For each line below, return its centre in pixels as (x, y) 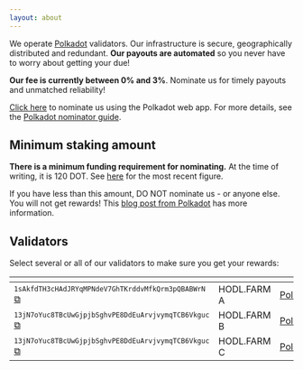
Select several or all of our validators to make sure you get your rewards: (144, 264)
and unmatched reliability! (58, 89)
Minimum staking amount (83, 145)
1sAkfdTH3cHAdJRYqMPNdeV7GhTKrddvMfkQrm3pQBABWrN (110, 290)
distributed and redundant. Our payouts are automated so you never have (147, 53)
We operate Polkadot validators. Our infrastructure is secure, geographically (151, 43)
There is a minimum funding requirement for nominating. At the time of (144, 167)
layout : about (36, 18)
